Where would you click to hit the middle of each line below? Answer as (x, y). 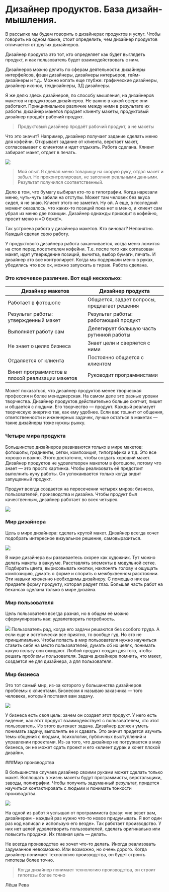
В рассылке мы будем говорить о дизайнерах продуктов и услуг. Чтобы (83, 34)
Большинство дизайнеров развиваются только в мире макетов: (74, 447)
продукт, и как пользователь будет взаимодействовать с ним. (72, 59)
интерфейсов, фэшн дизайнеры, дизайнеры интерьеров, (66, 75)
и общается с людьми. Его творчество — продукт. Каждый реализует (80, 407)
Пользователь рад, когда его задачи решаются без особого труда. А (86, 629)
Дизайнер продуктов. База (65, 9)
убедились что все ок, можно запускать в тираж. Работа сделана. (77, 265)
